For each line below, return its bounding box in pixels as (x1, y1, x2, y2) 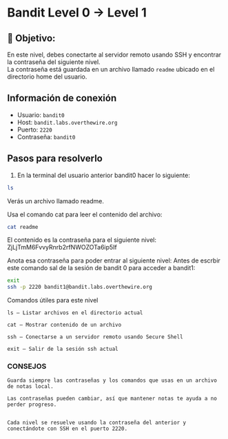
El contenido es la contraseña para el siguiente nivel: (7, 236, 157, 244)
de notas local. (7, 383, 54, 390)
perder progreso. (7, 401, 57, 408)
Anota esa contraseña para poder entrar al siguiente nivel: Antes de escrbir (7, 256, 220, 265)
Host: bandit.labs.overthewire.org (17, 118, 118, 126)
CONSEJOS (7, 362, 47, 371)
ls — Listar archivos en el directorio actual (7, 309, 143, 316)
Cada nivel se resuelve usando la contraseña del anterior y (7, 419, 187, 427)
